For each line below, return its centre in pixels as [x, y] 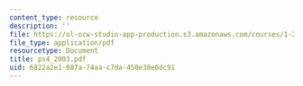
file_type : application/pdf [62, 43]
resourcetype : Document [54, 51]
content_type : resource [54, 17]
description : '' [40, 26]
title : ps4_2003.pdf [48, 59]
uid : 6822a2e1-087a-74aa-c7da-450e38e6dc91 [92, 68]
